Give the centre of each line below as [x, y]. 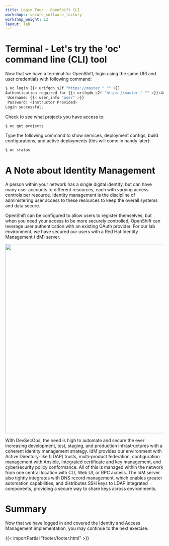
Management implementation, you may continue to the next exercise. [77, 528]
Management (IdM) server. [33, 237]
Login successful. [24, 107]
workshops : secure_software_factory [44, 15]
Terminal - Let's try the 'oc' [63, 49]
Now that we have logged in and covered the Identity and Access [73, 523]
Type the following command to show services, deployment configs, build [82, 135]
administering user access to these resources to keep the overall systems [81, 200]
